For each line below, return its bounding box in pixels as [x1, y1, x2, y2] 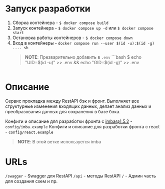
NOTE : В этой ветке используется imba [17, 138, 101, 144]
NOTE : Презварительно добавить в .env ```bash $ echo [24, 54, 141, 60]
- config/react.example [5, 129, 53, 135]
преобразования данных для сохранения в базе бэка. [5, 108, 121, 114]
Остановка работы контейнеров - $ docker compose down [12, 35, 133, 41]
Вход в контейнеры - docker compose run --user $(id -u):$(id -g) [12, 40, 155, 46]
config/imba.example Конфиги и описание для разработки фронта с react [5, 123, 160, 129]
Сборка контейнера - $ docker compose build [12, 20, 109, 26]
